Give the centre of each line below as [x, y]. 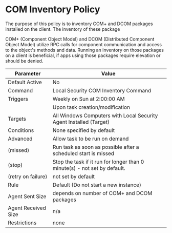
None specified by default [84, 130]
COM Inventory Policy [53, 9]
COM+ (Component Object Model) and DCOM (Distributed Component [80, 39]
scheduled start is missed [83, 153]
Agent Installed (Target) [81, 122]
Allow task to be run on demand [91, 139]
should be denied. [24, 61]
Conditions [21, 130]
